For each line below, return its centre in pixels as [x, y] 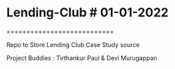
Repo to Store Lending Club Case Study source [73, 44]
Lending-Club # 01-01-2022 [87, 13]
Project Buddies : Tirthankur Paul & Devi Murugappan [82, 58]
